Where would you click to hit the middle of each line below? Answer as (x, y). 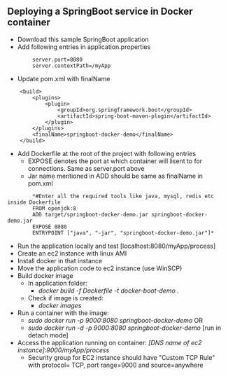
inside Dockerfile (34, 202)
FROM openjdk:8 (55, 208)
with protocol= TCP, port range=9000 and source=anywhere (115, 365)
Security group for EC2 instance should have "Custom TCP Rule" (121, 357)
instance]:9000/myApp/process (63, 350)
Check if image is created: (65, 298)
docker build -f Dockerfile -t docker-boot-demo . (109, 291)
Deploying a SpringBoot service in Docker (100, 12)
